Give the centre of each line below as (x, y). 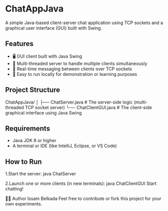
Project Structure (33, 90)
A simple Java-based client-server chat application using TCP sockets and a (84, 23)
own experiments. (24, 204)
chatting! (14, 189)
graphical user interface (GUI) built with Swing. (54, 28)
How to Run (24, 162)
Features (19, 44)
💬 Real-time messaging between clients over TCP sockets (72, 69)
